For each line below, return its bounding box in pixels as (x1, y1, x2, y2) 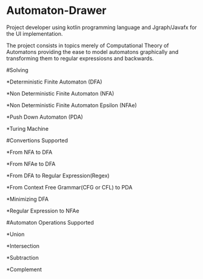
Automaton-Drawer (6, 4, 107, 18)
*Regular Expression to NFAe (6, 207, 80, 214)
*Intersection (6, 242, 40, 249)
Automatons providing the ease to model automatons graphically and (6, 48, 179, 55)
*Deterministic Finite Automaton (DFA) (6, 78, 102, 85)
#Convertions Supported (6, 137, 68, 144)
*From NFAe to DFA (6, 160, 56, 167)
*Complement (6, 266, 42, 273)
